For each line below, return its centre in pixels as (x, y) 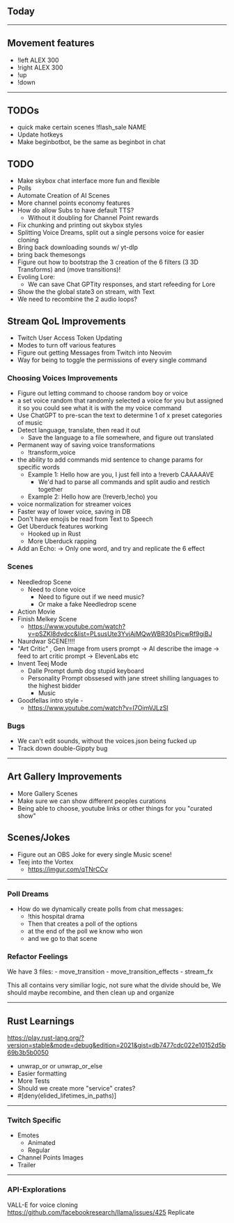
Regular (39, 1150)
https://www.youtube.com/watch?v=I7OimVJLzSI (98, 708)
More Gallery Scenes (47, 793)
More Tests (33, 1081)
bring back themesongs (51, 255)
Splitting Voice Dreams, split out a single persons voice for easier (111, 233)
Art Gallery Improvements (65, 777)
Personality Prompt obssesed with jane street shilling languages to (123, 678)
